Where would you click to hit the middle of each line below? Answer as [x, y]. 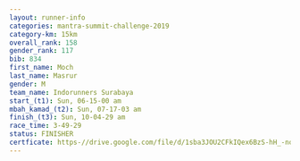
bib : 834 [25, 59]
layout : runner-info [48, 17]
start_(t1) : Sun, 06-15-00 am [66, 101]
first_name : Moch [42, 68]
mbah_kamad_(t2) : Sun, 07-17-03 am [75, 109]
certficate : [31, 142]
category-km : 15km [43, 34]
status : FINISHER [42, 134]
